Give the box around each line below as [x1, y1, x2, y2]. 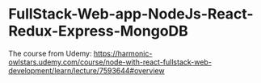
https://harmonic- [93, 48, 153, 58]
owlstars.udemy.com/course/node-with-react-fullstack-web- [8, 57, 213, 67]
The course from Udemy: [8, 48, 92, 58]
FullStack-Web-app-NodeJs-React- [8, 5, 254, 23]
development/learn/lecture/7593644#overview [8, 65, 165, 75]
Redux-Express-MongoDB [8, 22, 188, 40]
